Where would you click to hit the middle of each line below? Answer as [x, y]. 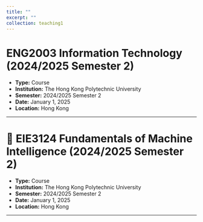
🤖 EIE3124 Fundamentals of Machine [100, 138]
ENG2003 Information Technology [94, 53]
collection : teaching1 [35, 23]
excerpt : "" [21, 18]
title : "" [19, 12]
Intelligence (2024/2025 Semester [95, 151]
